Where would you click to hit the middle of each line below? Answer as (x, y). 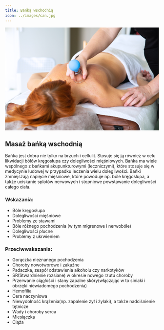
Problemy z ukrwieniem (36, 236)
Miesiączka (23, 317)
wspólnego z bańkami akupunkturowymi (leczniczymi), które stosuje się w (80, 166)
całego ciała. (18, 187)
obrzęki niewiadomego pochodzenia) (49, 286)
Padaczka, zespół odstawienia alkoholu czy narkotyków (68, 270)
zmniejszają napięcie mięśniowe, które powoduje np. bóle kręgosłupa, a (77, 177)
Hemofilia (22, 291)
